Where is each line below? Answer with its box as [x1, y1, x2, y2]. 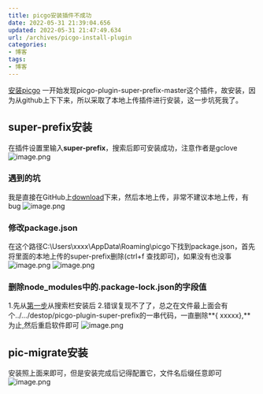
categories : [8, 41, 47, 49]
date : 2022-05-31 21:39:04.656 [8, 19, 111, 27]
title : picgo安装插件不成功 [8, 11, 92, 20]
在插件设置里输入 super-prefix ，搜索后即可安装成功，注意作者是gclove [8, 143, 238, 152]
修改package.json [8, 222, 78, 233]
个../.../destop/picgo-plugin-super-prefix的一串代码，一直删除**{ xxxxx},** [8, 310, 251, 320]
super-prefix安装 [8, 121, 93, 134]
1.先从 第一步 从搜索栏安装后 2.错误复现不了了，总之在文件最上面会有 [8, 301, 228, 310]
